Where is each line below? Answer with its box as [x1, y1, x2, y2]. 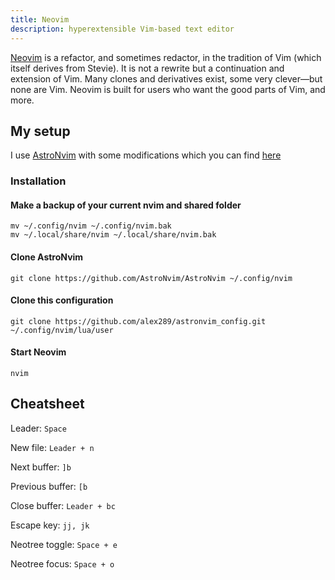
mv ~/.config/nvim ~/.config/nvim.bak [10, 221, 172, 231]
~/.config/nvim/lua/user [10, 325, 114, 335]
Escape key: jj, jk [10, 519, 90, 531]
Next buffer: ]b [10, 461, 72, 473]
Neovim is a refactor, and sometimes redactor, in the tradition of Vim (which [10, 51, 322, 63]
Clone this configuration [10, 294, 114, 306]
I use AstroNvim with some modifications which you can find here [10, 149, 282, 161]
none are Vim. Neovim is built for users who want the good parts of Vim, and [10, 83, 326, 95]
